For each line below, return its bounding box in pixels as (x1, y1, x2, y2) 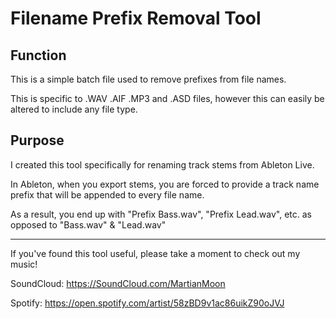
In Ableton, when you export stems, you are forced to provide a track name (10, 178, 320, 190)
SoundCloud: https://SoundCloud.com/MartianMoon (10, 277, 226, 289)
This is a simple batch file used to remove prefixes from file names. (10, 73, 287, 85)
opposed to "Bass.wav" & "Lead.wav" (10, 218, 167, 231)
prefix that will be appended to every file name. (10, 188, 205, 201)
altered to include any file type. (10, 103, 138, 115)
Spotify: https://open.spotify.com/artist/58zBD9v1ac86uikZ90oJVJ (10, 297, 285, 309)
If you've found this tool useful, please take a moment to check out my (10, 247, 301, 259)
